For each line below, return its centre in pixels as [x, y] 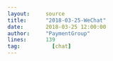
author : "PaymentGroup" [49, 33]
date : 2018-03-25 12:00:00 [57, 27]
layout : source [36, 14]
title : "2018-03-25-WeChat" [57, 20]
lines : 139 [31, 40]
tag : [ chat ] [39, 46]
